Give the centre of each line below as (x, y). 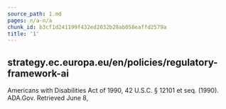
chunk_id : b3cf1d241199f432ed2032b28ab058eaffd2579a (87, 27)
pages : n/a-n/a (30, 21)
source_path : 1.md (34, 14)
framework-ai (38, 73)
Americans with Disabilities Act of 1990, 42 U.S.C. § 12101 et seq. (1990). (113, 91)
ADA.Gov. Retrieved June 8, (48, 98)
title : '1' (23, 34)
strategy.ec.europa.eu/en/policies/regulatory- (113, 62)
